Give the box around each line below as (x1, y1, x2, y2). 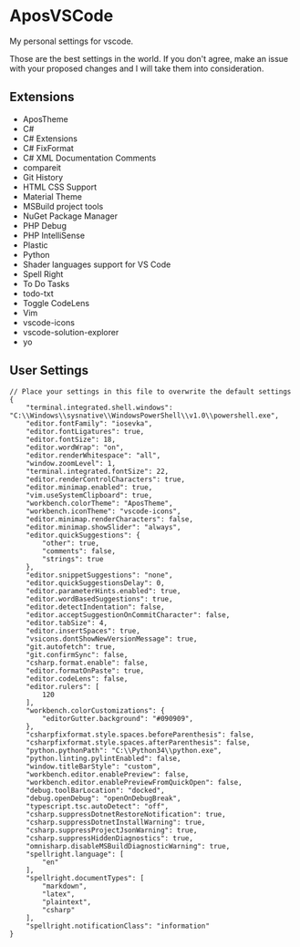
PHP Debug (22, 220, 67, 231)
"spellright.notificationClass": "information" (26, 921, 210, 931)
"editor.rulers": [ (26, 682, 100, 691)
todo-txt (22, 288, 55, 299)
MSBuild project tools (22, 201, 104, 211)
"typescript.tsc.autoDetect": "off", (26, 801, 170, 811)
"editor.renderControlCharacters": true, (26, 475, 185, 484)
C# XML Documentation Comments (22, 152, 157, 163)
